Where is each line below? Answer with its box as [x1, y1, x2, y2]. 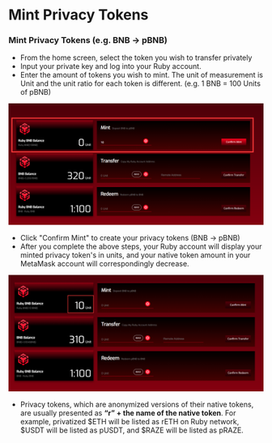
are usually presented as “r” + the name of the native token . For [19, 408, 236, 418]
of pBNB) [19, 87, 51, 97]
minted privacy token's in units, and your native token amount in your [19, 249, 251, 260]
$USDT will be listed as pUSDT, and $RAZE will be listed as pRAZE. [19, 425, 244, 435]
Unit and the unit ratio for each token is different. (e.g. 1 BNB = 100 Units [19, 79, 261, 88]
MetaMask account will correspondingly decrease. [19, 258, 189, 268]
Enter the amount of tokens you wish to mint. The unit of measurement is [19, 70, 263, 80]
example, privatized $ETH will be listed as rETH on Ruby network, [19, 417, 240, 427]
